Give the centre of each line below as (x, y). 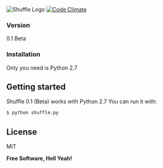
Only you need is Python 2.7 (42, 68)
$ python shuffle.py (33, 113)
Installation (24, 54)
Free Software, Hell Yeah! (39, 158)
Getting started (36, 86)
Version (18, 25)
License (22, 132)
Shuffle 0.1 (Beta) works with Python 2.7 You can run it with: (82, 101)
